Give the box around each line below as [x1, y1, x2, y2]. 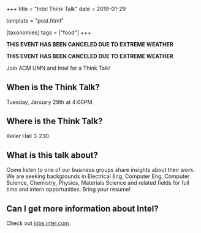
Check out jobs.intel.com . [6, 220, 71, 227]
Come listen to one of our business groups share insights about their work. [6, 166, 195, 174]
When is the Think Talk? [6, 82, 100, 92]
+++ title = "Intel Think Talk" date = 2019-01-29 [6, 6, 126, 12]
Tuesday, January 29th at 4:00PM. [6, 98, 94, 106]
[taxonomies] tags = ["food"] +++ [6, 29, 91, 36]
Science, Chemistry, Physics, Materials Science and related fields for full [6, 179, 190, 187]
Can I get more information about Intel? [6, 203, 159, 213]
